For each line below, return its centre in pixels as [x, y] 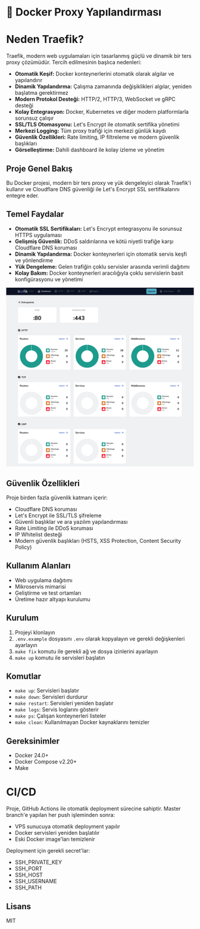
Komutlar [24, 676]
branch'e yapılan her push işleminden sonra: [60, 815]
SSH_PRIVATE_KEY [38, 862]
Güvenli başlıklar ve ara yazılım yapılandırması [71, 521]
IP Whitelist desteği [38, 534]
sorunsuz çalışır [34, 118]
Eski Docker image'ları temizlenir [55, 839]
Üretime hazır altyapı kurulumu [52, 599]
